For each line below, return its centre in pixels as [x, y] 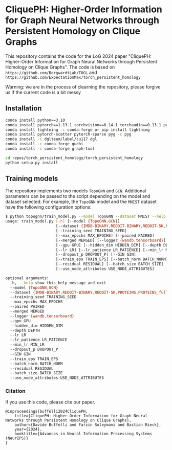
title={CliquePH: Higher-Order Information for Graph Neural [81, 416]
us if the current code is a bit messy [43, 92]
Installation [24, 108]
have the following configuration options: [49, 207]
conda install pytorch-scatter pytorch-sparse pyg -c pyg [68, 134]
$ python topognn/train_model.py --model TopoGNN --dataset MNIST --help [86, 217]
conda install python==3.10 [35, 120]
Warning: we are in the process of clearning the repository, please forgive [83, 87]
